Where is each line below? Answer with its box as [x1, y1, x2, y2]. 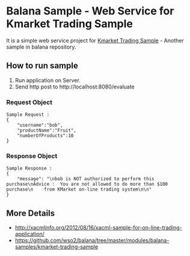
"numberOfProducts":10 [17, 133, 74, 139]
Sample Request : [6, 112, 50, 118]
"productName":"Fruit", [17, 127, 77, 133]
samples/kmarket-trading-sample [14, 243, 99, 251]
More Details [6, 208, 55, 218]
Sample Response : [6, 165, 52, 172]
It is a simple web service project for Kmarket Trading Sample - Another [6, 37, 185, 44]
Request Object [6, 98, 53, 106]
